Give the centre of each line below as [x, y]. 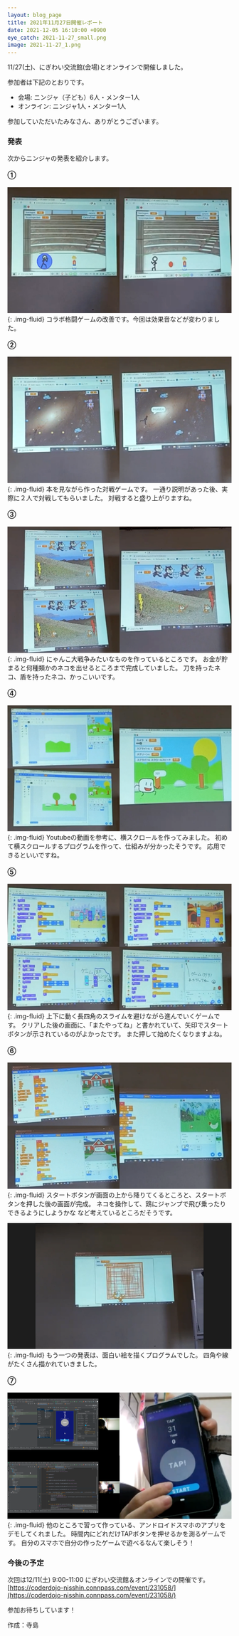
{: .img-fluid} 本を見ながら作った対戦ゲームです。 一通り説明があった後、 [115, 489]
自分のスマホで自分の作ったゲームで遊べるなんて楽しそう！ [108, 1542]
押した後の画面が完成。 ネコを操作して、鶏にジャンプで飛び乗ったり [126, 1203]
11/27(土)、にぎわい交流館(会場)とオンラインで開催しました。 [97, 67]
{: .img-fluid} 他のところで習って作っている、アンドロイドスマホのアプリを [117, 1525]
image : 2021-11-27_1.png [44, 45]
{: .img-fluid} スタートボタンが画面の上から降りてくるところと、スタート [114, 1195]
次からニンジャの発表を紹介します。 [60, 158]
